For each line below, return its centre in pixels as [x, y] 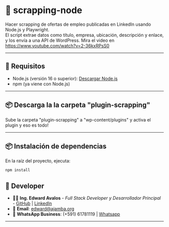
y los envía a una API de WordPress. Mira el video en [60, 40]
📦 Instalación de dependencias [56, 146]
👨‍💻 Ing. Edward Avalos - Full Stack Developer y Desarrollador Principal [87, 198]
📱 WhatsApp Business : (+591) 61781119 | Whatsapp [66, 214]
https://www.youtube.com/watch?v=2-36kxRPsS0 [57, 45]
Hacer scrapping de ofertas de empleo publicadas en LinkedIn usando [78, 24]
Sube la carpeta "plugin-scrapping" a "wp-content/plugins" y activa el [78, 120]
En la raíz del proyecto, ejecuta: [38, 161]
